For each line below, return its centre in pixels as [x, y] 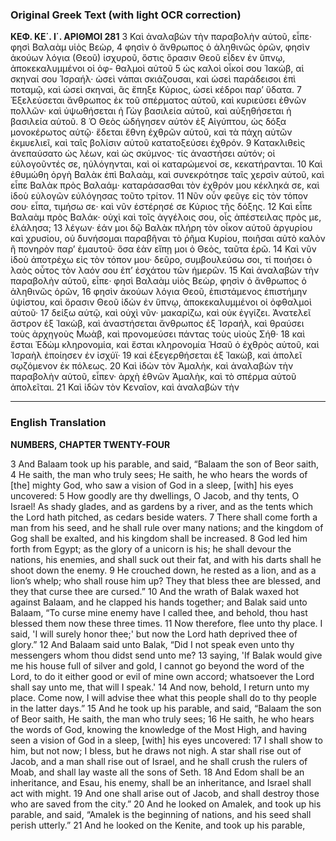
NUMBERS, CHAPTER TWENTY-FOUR [90, 444]
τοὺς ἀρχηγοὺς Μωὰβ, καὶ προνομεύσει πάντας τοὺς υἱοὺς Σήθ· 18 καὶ [158, 334]
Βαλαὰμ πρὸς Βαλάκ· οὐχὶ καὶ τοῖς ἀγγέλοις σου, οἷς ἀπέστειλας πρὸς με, [166, 217]
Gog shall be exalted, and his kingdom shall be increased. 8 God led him [159, 538]
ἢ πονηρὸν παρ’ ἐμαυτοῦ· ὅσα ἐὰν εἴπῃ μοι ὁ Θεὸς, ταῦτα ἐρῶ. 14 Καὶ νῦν [163, 249]
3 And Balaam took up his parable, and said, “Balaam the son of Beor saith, [165, 464]
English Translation [58, 423]
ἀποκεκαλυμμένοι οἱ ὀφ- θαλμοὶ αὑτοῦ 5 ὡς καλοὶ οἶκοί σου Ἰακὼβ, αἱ [157, 69]
